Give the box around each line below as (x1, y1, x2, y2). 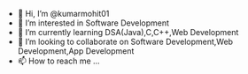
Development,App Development (17, 46, 135, 56)
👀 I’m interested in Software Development (17, 18, 170, 28)
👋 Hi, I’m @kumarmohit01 (17, 9, 110, 18)
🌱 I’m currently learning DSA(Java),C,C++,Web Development (17, 27, 239, 37)
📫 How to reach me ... (17, 55, 100, 66)
